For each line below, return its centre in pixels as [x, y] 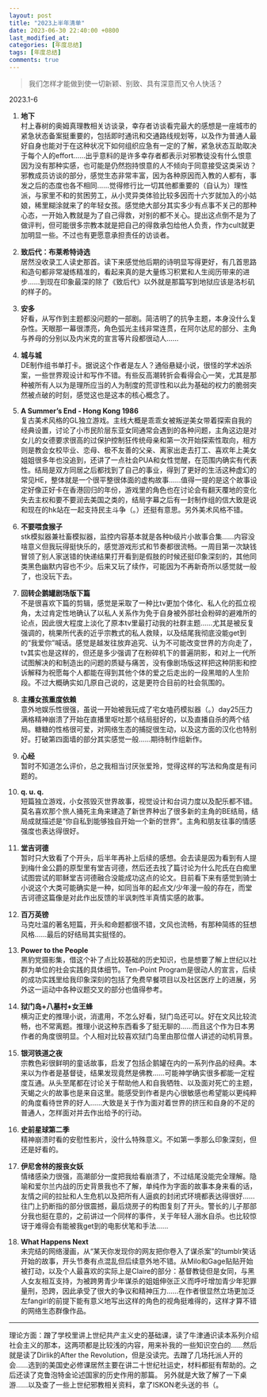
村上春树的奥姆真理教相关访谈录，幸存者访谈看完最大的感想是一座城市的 [138, 126]
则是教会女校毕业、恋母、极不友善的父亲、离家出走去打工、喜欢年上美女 [138, 450]
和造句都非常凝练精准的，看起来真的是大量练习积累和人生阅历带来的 [132, 272]
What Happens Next [55, 1241]
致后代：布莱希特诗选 [55, 252]
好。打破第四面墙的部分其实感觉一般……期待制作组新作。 [113, 739]
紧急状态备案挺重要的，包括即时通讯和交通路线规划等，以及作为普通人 [135, 135]
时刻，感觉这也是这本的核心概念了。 [114, 395]
